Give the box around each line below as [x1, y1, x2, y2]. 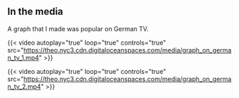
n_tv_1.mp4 [7, 53, 39, 62]
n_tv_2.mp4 [7, 82, 41, 91]
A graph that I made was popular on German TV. [7, 24, 149, 33]
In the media [7, 6, 64, 18]
